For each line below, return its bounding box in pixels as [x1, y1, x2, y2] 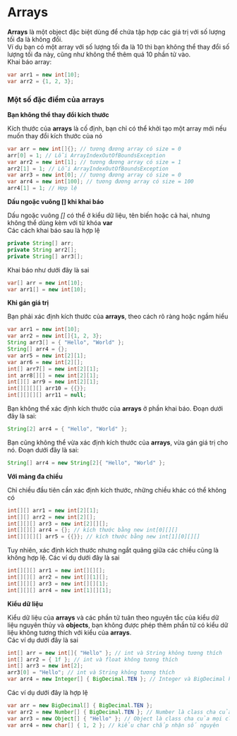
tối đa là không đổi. [7, 35, 63, 43]
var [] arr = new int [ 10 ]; [7, 279, 83, 286]
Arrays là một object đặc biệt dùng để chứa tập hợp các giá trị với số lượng [7, 28, 226, 36]
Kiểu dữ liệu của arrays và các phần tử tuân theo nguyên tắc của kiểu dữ [7, 613, 219, 622]
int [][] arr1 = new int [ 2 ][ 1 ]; [7, 507, 99, 514]
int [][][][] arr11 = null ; [7, 392, 87, 399]
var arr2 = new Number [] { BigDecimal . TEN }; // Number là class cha [7, 708, 217, 716]
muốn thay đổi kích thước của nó [7, 131, 103, 140]
